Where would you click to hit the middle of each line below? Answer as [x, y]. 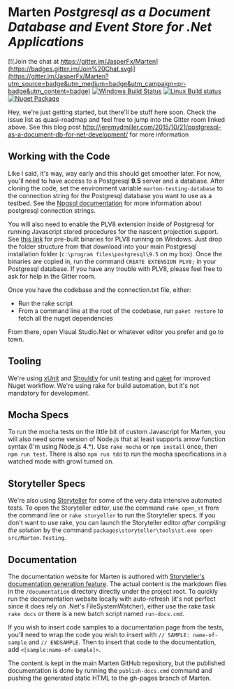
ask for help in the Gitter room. [52, 276]
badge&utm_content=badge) [49, 91]
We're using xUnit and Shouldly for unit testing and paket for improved [109, 378]
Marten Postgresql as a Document [109, 12]
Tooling [24, 361]
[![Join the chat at [34, 61]
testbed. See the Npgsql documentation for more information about [105, 203]
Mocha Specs [38, 415]
